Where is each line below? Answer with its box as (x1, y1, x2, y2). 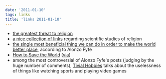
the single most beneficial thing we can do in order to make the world (12, 41, 156, 47)
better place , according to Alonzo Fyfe (12, 46, 92, 53)
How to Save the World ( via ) (12, 52, 71, 58)
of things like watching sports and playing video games (12, 68, 127, 74)
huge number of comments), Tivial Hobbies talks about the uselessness (12, 62, 161, 68)
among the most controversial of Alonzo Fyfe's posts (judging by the (12, 57, 154, 63)
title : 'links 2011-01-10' (5, 17, 62, 22)
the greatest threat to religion (12, 31, 73, 37)
